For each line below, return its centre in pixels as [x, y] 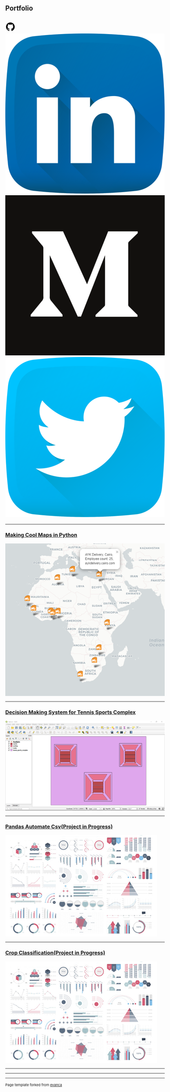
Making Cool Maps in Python [41, 535]
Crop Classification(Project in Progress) [55, 953]
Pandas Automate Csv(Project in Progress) [59, 827]
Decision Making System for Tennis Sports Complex [71, 712]
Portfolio [19, 8]
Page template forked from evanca [34, 1085]
